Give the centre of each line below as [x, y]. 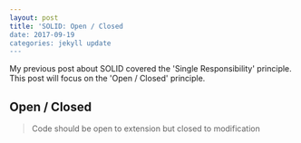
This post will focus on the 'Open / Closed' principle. [107, 79]
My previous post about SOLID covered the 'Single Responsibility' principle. [150, 69]
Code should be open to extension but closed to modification [146, 129]
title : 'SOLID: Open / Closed [67, 26]
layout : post [34, 18]
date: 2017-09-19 [42, 34]
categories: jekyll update [60, 43]
